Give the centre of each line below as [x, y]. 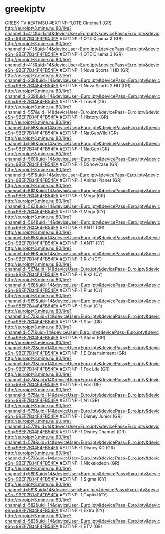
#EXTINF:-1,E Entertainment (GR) [93, 353]
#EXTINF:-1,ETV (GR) [81, 526]
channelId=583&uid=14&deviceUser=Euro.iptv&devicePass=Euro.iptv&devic [82, 521]
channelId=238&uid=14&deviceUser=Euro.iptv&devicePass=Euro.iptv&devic [82, 80]
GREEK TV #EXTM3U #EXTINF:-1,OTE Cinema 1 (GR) [58, 23]
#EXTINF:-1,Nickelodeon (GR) [89, 463]
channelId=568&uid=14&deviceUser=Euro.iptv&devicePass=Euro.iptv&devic [82, 285]
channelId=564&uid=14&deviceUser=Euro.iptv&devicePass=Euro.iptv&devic [82, 222]
